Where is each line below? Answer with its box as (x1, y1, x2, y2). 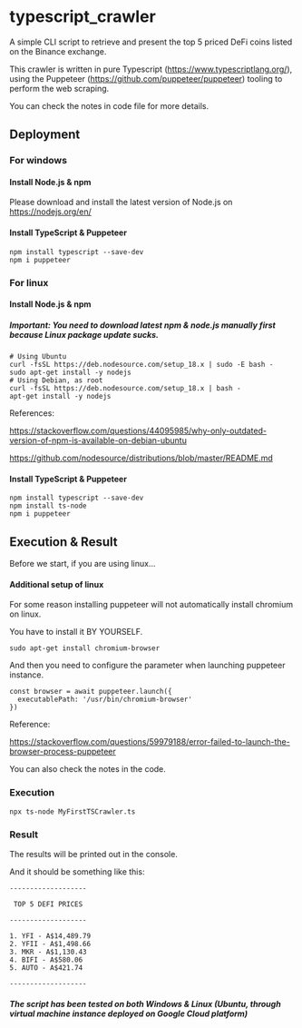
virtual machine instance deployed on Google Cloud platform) (9, 1008, 248, 1019)
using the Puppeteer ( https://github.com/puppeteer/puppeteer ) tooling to (9, 73, 283, 84)
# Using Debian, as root (9, 376, 103, 385)
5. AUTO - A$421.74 (9, 963, 83, 973)
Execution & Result (9, 534, 118, 549)
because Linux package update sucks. (9, 329, 160, 340)
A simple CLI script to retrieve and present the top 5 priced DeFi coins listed (9, 36, 293, 47)
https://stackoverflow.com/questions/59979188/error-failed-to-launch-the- (9, 736, 290, 747)
